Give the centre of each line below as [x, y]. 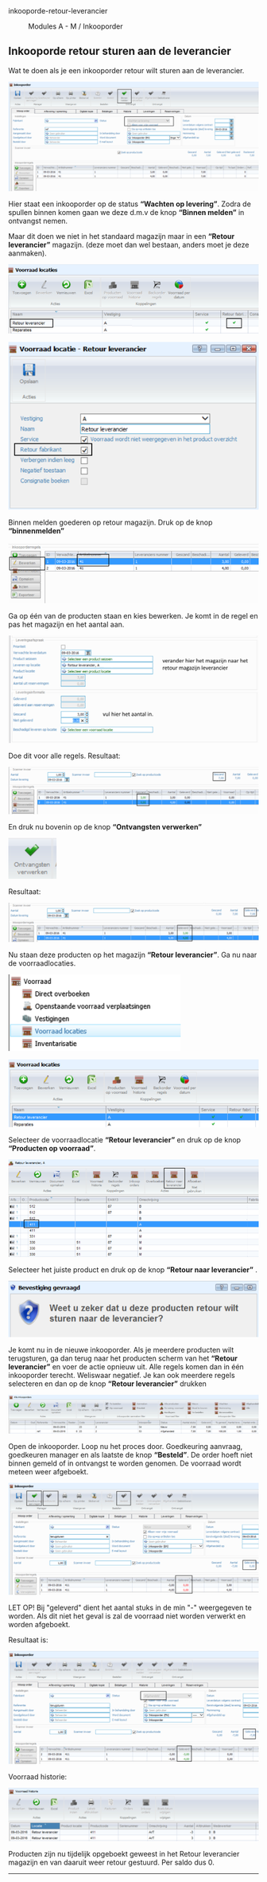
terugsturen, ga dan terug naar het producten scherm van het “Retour [123, 1358]
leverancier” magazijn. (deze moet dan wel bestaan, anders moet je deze [129, 245]
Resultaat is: [28, 1640]
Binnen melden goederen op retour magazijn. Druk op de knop [110, 522]
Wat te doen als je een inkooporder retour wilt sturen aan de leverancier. [126, 70]
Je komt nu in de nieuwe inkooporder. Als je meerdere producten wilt [121, 1350]
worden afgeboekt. [39, 1625]
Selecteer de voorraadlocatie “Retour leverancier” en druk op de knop [124, 1139]
